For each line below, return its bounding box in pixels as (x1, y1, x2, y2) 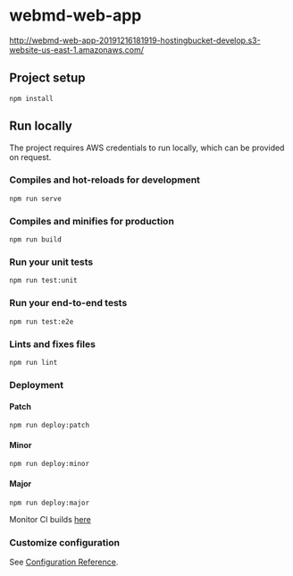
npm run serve (9, 194, 63, 203)
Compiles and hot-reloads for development (9, 174, 201, 186)
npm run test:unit (9, 276, 78, 285)
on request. (9, 151, 52, 162)
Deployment (9, 378, 64, 391)
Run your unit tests (9, 256, 94, 268)
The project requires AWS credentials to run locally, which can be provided (9, 142, 285, 153)
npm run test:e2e (9, 317, 74, 326)
